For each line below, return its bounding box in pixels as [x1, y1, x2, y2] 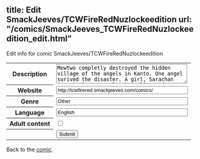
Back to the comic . [6, 146, 54, 153]
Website [17, 86, 43, 95]
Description [12, 70, 48, 78]
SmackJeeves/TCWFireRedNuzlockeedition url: [6, 15, 192, 25]
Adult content [9, 119, 51, 128]
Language [15, 108, 45, 117]
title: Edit [6, 5, 41, 15]
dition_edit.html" [6, 34, 72, 44]
